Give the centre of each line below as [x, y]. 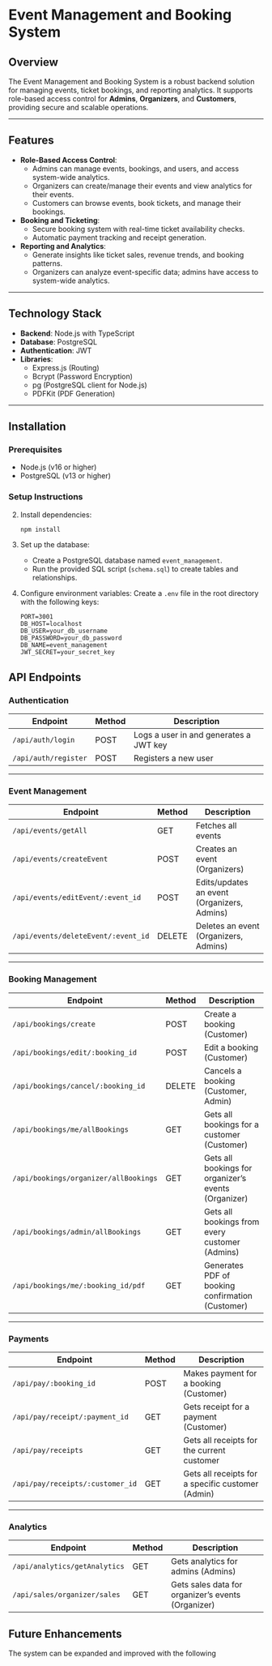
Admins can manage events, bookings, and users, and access [136, 169]
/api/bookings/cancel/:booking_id [79, 1086]
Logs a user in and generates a [192, 735]
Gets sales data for [207, 1585]
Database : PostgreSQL [59, 341]
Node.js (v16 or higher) [58, 467]
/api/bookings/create [54, 1024]
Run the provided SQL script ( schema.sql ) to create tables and [135, 569]
